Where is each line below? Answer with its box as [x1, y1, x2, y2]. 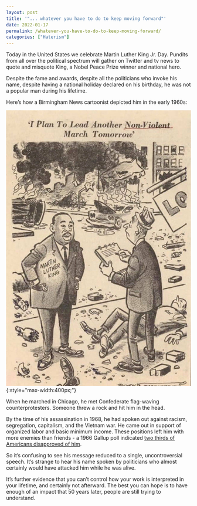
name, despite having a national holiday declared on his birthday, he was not [6, 81, 191, 88]
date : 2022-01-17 [6, 22, 49, 28]
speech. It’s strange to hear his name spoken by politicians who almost [6, 458, 177, 466]
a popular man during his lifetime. [6, 87, 87, 94]
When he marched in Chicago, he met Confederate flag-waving [6, 398, 159, 405]
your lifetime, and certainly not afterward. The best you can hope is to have [6, 482, 188, 489]
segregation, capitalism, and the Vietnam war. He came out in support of [6, 422, 182, 429]
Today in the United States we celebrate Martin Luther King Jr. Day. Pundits [6, 51, 188, 58]
